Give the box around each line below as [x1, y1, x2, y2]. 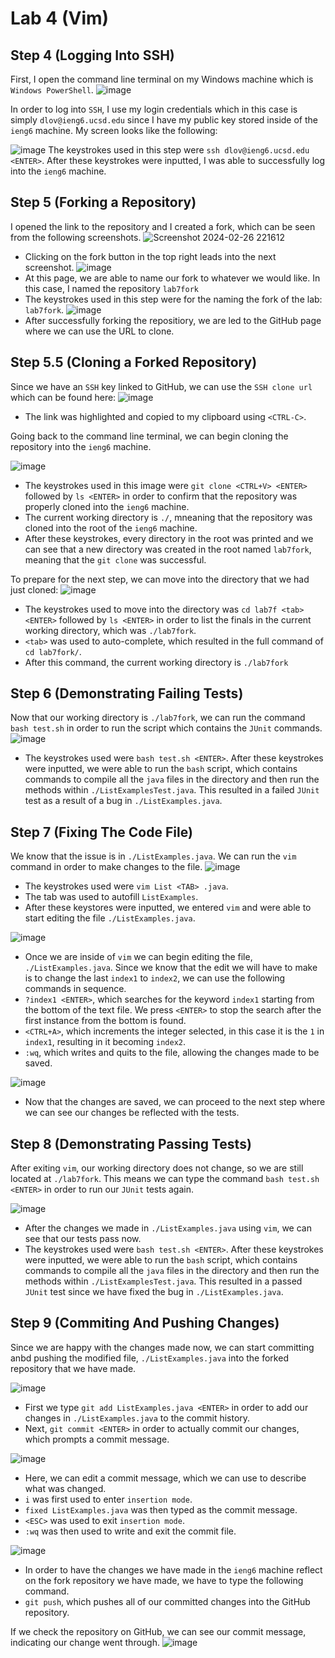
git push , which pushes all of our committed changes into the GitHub [24, 1595, 311, 1607]
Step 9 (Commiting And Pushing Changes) [10, 1315, 280, 1332]
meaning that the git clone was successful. [24, 553, 207, 566]
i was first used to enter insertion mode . [24, 1493, 193, 1505]
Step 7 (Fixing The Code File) [10, 823, 193, 841]
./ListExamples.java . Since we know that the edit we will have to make [24, 962, 318, 974]
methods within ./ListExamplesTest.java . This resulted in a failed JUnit [24, 784, 320, 796]
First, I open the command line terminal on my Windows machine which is [10, 73, 314, 85]
